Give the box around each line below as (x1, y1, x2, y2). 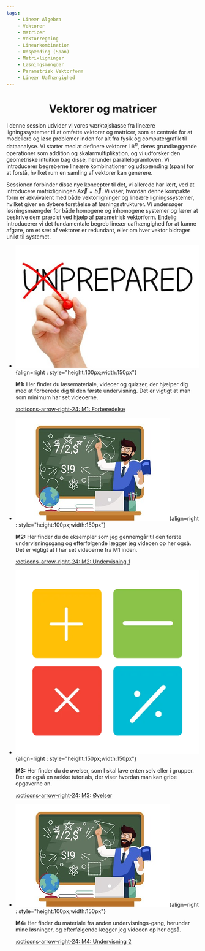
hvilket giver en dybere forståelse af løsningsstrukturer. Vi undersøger (6, 200, 183, 208)
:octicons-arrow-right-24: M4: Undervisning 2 (15, 938, 132, 945)
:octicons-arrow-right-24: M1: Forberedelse (15, 405, 125, 413)
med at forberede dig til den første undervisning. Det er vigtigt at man (15, 387, 191, 395)
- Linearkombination (17, 42, 70, 48)
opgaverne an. (15, 780, 52, 787)
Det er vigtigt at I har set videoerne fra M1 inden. (15, 546, 138, 554)
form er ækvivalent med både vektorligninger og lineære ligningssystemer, (6, 194, 195, 201)
